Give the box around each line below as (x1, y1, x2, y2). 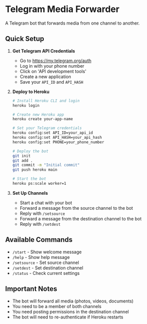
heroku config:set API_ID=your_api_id (12, 130, 93, 136)
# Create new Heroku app (12, 112, 64, 117)
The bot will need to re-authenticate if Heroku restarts (12, 314, 124, 320)
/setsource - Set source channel (12, 259, 79, 265)
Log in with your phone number (19, 63, 85, 69)
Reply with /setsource (19, 210, 65, 216)
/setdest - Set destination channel (12, 264, 84, 271)
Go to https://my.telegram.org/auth (19, 58, 92, 64)
